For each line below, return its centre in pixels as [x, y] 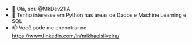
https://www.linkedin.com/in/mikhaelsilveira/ [65, 36]
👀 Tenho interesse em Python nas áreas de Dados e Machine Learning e [99, 15]
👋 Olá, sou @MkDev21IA [41, 9]
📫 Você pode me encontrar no [49, 28]
